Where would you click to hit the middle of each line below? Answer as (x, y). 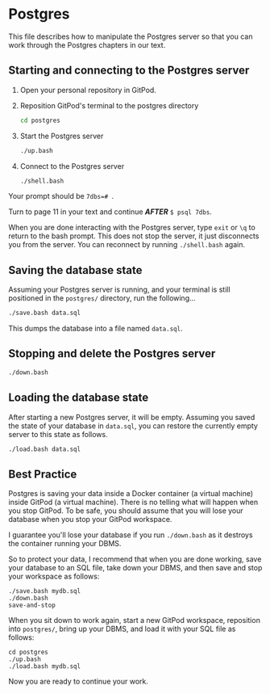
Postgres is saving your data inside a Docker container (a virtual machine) (131, 494)
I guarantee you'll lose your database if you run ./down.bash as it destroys (131, 535)
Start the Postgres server (62, 136)
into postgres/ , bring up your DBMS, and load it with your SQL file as (122, 629)
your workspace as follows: (54, 576)
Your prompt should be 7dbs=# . (61, 196)
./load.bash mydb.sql (45, 667)
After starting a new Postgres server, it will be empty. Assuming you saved (132, 417)
